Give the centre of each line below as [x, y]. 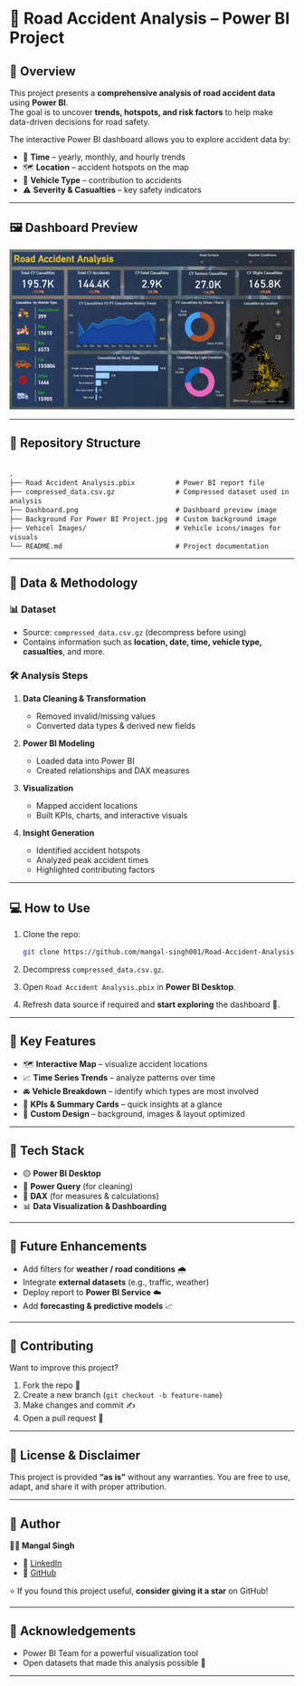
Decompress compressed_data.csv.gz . [93, 970]
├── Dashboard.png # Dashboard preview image [143, 510]
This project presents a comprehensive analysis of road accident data [142, 93]
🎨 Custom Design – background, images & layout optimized [134, 1113]
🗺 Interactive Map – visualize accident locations [115, 1063]
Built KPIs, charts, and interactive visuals [112, 816]
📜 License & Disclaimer [75, 1455]
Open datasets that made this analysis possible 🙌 [114, 1662]
